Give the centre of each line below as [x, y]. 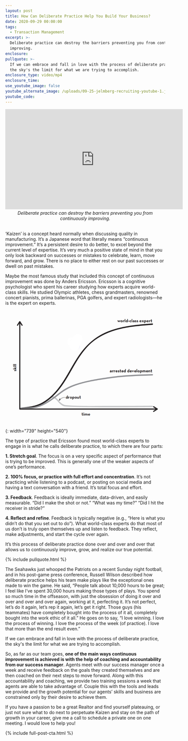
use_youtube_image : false [32, 86]
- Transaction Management [37, 32]
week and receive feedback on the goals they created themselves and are [83, 670]
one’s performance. [26, 467]
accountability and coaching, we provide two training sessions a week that [83, 681]
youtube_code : [20, 97]
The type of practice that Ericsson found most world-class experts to [77, 441]
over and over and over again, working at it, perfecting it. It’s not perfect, [81, 602]
